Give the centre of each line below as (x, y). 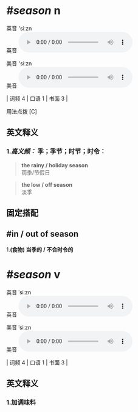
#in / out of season (43, 234)
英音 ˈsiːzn (19, 292)
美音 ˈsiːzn (19, 327)
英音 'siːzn (19, 28)
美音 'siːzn (19, 63)
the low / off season (47, 184)
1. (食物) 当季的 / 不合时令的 (40, 249)
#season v (33, 275)
